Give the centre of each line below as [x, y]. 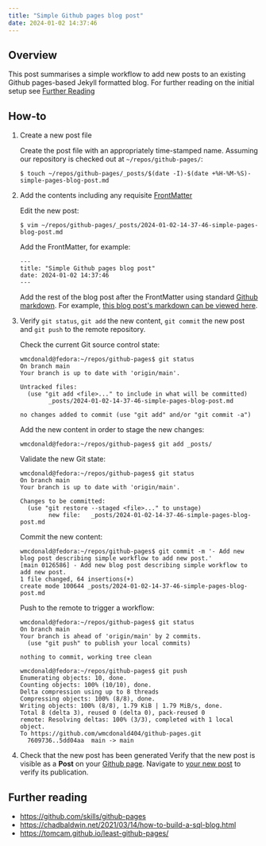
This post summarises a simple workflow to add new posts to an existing [127, 74]
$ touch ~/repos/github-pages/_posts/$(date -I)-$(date [114, 174]
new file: [65, 516]
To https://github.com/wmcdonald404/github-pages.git [110, 734]
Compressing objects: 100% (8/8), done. [87, 699]
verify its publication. [54, 772]
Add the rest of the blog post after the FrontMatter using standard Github [139, 297]
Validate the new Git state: [62, 459]
